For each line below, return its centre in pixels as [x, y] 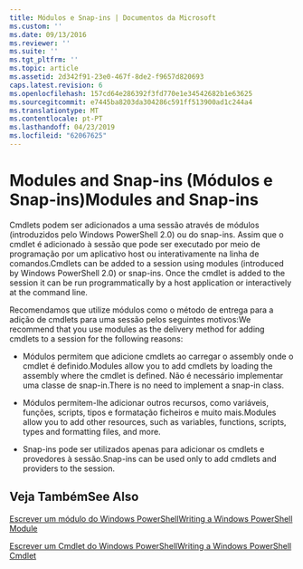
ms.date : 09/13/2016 [48, 34]
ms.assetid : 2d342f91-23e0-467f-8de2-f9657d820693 [107, 77]
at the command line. [49, 292]
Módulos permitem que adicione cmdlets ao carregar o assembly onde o [158, 356]
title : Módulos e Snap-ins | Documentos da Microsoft [113, 18]
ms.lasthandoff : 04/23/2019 [62, 128]
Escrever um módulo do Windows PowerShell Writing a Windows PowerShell [151, 518]
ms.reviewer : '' [40, 43]
